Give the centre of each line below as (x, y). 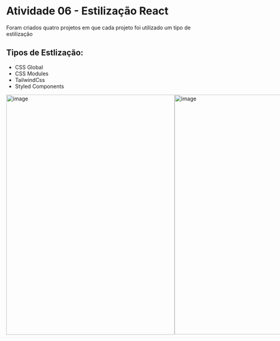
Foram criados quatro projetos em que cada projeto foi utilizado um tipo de (98, 28)
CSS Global (29, 67)
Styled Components (39, 86)
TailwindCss (30, 80)
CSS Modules (32, 74)
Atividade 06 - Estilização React (87, 11)
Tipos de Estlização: (45, 53)
